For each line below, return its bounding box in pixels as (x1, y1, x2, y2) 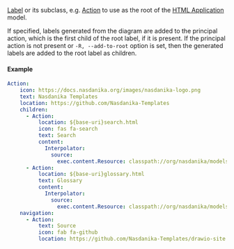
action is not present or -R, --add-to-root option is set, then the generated (7, 42, 224, 49)
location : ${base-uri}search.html (38, 119, 139, 126)
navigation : (19, 209, 54, 216)
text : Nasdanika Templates (19, 93, 98, 100)
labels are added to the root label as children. (7, 49, 137, 57)
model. (7, 13, 27, 22)
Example (7, 65, 33, 73)
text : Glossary (38, 177, 82, 184)
